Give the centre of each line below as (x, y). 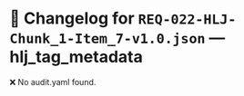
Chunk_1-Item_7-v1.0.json (107, 39)
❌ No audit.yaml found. (53, 82)
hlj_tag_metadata (76, 57)
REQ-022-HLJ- (187, 19)
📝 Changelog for (72, 19)
